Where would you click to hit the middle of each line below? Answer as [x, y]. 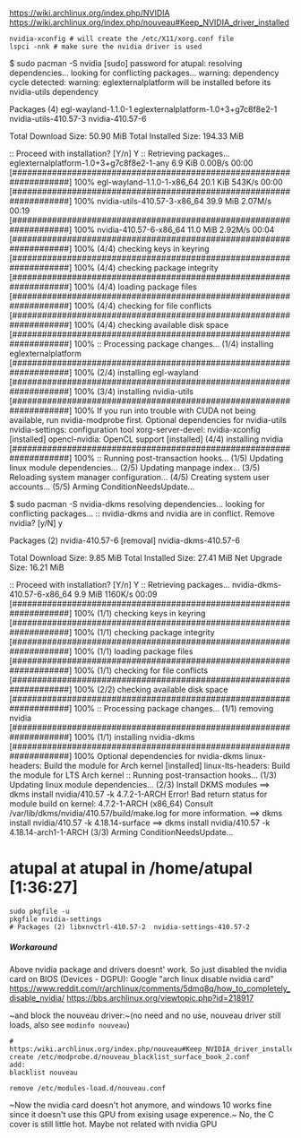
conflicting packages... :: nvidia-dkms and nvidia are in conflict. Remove [142, 513]
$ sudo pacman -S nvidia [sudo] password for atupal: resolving [126, 63]
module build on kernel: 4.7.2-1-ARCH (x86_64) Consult [111, 804]
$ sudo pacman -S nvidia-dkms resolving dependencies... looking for [137, 504]
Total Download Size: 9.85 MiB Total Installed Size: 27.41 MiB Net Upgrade [146, 558]
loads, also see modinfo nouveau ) [69, 1024]
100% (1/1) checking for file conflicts [141, 670]
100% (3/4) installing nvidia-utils [134, 392]
